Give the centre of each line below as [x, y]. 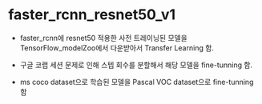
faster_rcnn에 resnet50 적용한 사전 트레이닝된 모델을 [104, 38]
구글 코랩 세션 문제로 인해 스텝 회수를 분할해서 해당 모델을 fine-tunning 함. [136, 65]
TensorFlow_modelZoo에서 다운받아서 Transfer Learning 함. [117, 48]
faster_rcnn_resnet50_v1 [92, 15]
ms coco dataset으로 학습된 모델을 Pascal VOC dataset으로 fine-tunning [137, 82]
